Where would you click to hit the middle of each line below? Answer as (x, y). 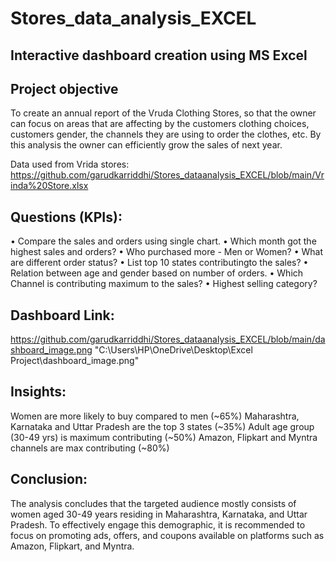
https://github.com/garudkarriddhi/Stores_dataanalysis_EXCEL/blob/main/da (168, 339)
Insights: (38, 392)
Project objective (64, 88)
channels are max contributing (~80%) (90, 448)
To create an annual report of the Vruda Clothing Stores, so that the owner (163, 113)
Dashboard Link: (62, 315)
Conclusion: (49, 479)
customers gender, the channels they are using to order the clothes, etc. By (166, 134)
